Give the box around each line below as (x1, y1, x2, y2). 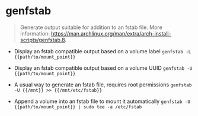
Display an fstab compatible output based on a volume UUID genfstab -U (14, 64, 193, 72)
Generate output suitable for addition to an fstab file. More (20, 24, 162, 31)
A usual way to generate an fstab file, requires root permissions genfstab (14, 81, 192, 88)
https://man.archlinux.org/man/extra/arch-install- (50, 30, 171, 37)
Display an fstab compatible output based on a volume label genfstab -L (14, 47, 191, 54)
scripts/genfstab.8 (20, 36, 65, 43)
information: (20, 30, 50, 37)
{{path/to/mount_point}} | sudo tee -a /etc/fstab (14, 104, 142, 110)
